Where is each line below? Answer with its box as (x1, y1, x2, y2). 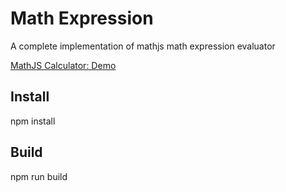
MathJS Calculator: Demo (10, 59, 117, 71)
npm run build (10, 170, 68, 182)
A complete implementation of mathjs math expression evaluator (10, 40, 276, 52)
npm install (10, 115, 56, 127)
